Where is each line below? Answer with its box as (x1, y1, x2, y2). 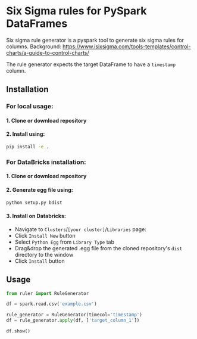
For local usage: (6, 102, 54, 111)
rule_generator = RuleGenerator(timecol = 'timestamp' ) (6, 312, 143, 318)
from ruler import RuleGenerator (6, 290, 89, 296)
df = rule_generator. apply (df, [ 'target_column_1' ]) (6, 318, 140, 324)
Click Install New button (14, 232, 76, 239)
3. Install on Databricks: (6, 213, 67, 220)
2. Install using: (6, 130, 45, 138)
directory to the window (14, 251, 74, 258)
